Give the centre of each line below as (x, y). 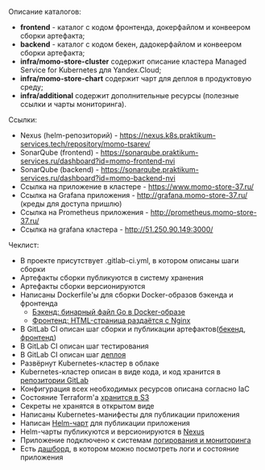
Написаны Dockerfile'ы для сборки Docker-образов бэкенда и (126, 295)
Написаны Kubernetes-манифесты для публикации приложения (130, 414)
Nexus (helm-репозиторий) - (69, 135)
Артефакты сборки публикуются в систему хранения (112, 278)
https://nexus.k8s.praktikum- (168, 135)
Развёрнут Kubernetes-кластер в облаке (89, 363)
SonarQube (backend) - (59, 169)
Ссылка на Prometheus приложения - (84, 212)
